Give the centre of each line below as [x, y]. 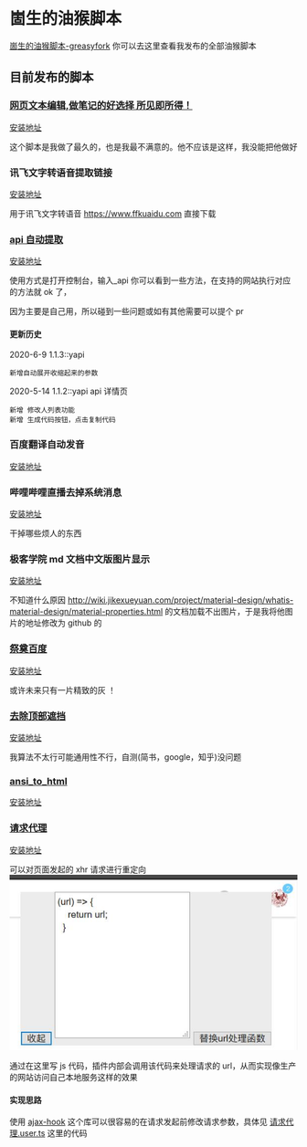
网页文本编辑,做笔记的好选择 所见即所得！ [101, 106]
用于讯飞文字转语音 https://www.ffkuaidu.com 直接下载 [113, 213]
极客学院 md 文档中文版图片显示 [80, 559]
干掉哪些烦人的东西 [46, 533]
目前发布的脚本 [52, 77]
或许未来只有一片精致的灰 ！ [63, 689]
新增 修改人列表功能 [42, 410]
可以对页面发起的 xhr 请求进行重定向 [78, 869]
